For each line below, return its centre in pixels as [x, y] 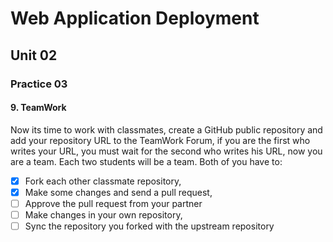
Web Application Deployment [135, 18]
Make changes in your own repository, [103, 214]
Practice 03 [39, 84]
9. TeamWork [38, 108]
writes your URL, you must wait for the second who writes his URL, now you [166, 151]
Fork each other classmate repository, [103, 181]
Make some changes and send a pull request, [118, 192]
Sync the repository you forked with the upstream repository [149, 226]
